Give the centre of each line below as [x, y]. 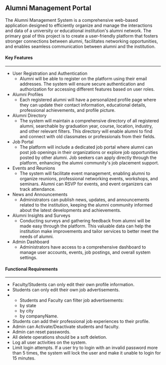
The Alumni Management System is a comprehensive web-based [72, 20]
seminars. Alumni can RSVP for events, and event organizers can [86, 184]
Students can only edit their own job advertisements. [66, 290]
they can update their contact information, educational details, [83, 105]
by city [26, 311]
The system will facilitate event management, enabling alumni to [85, 173]
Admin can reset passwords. [41, 332]
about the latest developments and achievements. [70, 210]
